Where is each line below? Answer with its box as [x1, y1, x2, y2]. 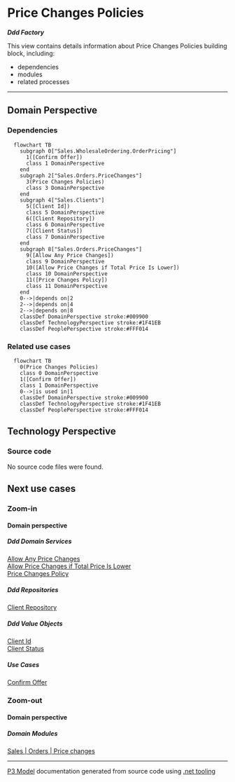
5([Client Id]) [25, 203, 71, 210]
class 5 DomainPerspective [25, 209, 105, 216]
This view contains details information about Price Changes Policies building [7, 41, 227, 50]
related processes [17, 77, 70, 85]
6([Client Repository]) [25, 215, 96, 222]
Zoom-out [7, 696, 43, 706]
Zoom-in [7, 503, 38, 513]
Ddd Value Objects [7, 619, 63, 628]
